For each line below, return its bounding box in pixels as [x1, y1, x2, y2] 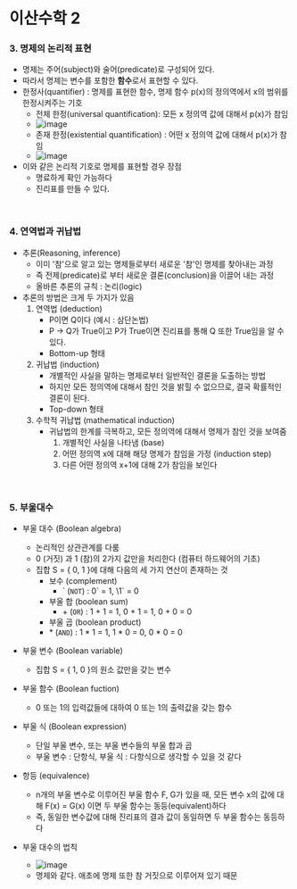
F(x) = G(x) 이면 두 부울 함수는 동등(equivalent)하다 [45, 801, 227, 811]
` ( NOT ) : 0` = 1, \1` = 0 [62, 586, 140, 596]
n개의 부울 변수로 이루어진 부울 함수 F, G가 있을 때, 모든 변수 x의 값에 [35, 789, 275, 800]
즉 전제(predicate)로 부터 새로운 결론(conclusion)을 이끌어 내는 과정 [35, 270, 275, 280]
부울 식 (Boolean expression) [21, 721, 128, 732]
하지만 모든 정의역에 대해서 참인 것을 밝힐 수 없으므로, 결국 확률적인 [48, 381, 283, 392]
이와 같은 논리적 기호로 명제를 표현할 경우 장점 [21, 162, 182, 172]
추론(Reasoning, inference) [21, 247, 121, 258]
